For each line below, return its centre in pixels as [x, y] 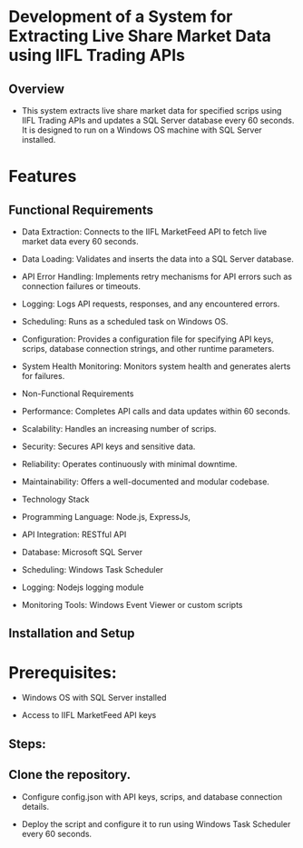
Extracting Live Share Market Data [140, 36]
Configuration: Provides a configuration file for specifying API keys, [147, 339]
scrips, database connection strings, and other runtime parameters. [148, 349]
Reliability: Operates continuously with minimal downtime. [129, 464]
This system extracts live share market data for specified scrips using [151, 110]
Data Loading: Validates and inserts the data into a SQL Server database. [157, 259]
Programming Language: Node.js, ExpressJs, [106, 517]
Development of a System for [121, 17]
